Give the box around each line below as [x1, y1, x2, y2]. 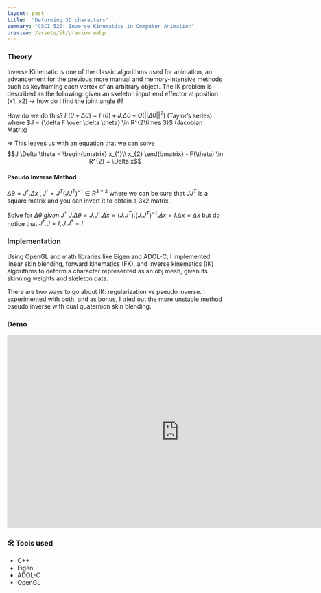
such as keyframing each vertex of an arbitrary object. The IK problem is [7, 82, 213, 90]
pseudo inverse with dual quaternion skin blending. [7, 302, 152, 310]
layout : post [7, 10, 45, 17]
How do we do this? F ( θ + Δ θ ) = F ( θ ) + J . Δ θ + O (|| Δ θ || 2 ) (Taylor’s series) [7, 110, 213, 120]
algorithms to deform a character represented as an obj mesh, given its [7, 267, 208, 275]
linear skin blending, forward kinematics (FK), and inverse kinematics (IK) [7, 259, 214, 268]
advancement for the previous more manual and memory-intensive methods [7, 75, 223, 83]
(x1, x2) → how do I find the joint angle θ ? [7, 97, 124, 105]
